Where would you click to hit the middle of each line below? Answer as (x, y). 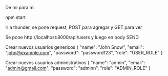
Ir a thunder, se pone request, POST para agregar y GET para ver (74, 27)
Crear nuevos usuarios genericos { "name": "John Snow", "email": (75, 47)
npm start (16, 17)
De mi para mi (20, 7)
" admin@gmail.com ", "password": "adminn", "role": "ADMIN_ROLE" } (78, 68)
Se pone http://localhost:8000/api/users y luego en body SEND (72, 37)
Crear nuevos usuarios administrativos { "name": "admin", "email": (75, 63)
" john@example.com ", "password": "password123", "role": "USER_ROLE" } (84, 53)
